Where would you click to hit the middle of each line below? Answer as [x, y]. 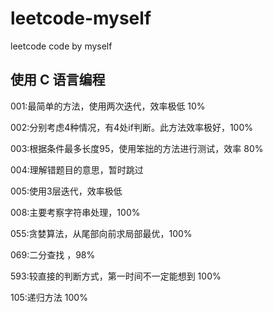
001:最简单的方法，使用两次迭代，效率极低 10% [108, 106]
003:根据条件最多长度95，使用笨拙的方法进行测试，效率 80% [137, 148]
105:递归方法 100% [49, 297]
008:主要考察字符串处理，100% [75, 212]
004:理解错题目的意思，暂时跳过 [77, 169]
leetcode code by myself [61, 46]
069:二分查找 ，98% [53, 254]
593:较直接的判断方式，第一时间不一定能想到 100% [116, 276]
